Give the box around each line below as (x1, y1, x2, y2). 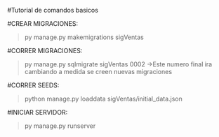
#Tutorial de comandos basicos (7, 6, 98, 14)
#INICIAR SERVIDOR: (7, 108, 68, 116)
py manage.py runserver (24, 122, 96, 130)
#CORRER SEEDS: (7, 81, 60, 89)
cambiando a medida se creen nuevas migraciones (24, 68, 173, 75)
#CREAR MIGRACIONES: (7, 20, 79, 27)
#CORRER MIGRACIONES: (7, 47, 83, 55)
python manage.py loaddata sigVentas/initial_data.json (24, 94, 182, 103)
